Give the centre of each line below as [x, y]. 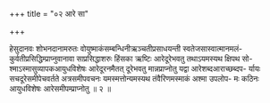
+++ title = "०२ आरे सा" [49, 14]
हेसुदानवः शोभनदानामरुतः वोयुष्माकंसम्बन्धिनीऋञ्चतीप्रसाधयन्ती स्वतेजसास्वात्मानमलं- [126, 48]
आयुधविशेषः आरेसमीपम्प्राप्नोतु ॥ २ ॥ [60, 88]
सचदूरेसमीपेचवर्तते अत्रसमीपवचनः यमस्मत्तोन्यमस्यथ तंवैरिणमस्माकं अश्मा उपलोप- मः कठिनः [134, 79]
